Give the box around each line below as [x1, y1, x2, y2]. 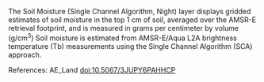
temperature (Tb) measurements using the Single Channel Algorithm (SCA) [8, 41, 253, 50]
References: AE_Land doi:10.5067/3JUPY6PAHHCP [8, 65, 176, 74]
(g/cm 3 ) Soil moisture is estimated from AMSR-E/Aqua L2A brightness [8, 32, 238, 43]
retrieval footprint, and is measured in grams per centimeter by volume [8, 24, 239, 32]
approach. [8, 50, 42, 59]
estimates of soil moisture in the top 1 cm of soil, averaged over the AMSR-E [8, 15, 256, 24]
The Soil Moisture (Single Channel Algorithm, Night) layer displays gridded [8, 7, 251, 16]
